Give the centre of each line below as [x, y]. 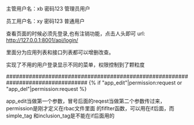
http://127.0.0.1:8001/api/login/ [42, 40]
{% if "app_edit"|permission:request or [136, 83]
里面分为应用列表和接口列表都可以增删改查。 [60, 52]
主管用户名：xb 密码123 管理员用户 [48, 9]
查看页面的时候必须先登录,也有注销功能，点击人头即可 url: [76, 33]
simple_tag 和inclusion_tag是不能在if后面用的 [60, 116]
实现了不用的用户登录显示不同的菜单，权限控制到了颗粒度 [75, 65]
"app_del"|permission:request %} [46, 89]
